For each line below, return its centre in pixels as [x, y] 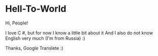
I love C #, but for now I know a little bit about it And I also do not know [79, 33]
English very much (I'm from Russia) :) [45, 38]
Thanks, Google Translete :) [34, 48]
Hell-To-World [36, 9]
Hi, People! [17, 23]
